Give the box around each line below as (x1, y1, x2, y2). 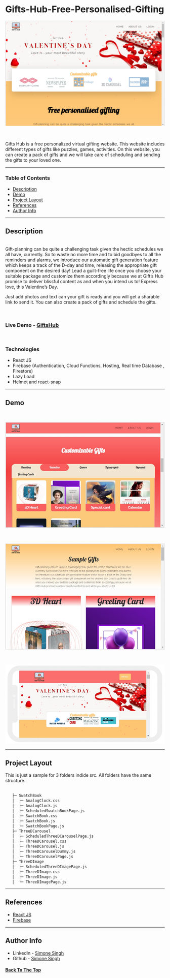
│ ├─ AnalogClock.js (12, 803, 58, 808)
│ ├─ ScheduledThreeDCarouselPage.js (12, 834, 94, 839)
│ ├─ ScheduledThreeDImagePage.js (12, 864, 87, 869)
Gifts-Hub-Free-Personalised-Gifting (5, 4, 164, 15)
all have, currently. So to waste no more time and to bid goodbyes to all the (5, 251, 161, 257)
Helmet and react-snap (12, 379, 61, 385)
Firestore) (12, 368, 33, 374)
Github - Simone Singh (12, 955, 60, 961)
